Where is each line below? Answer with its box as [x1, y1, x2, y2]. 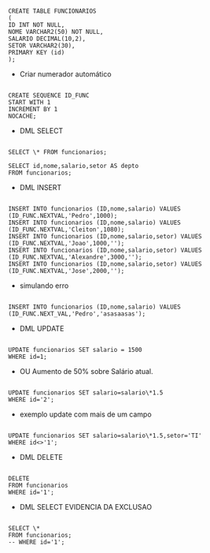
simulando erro [19, 281, 69, 290]
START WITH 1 [8, 99, 51, 106]
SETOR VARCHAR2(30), [8, 42, 76, 50]
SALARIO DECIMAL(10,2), [8, 35, 87, 43]
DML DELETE [19, 453, 63, 461]
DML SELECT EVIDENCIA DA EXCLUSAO [19, 503, 152, 511]
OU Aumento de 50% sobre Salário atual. [19, 367, 153, 376]
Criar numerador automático [19, 69, 112, 79]
